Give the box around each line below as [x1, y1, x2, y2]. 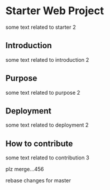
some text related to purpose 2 [5, 89, 81, 96]
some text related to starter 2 [5, 24, 76, 31]
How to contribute [5, 138, 74, 148]
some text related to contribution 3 [5, 154, 89, 161]
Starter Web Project [5, 4, 104, 18]
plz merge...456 [5, 166, 44, 173]
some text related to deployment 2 [5, 122, 89, 129]
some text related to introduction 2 [5, 56, 89, 63]
